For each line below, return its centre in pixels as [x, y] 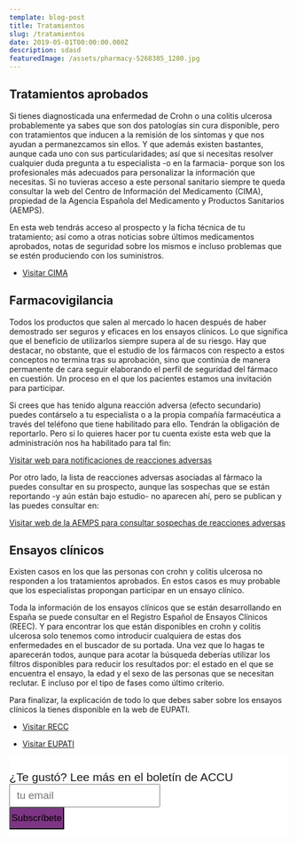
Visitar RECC [45, 727]
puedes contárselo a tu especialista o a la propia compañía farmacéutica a [145, 414]
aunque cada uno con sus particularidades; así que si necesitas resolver [141, 153]
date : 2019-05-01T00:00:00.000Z [69, 42]
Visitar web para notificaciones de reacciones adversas [111, 460]
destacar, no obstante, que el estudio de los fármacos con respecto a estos [147, 350]
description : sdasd [45, 51]
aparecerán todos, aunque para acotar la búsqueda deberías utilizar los [140, 655]
